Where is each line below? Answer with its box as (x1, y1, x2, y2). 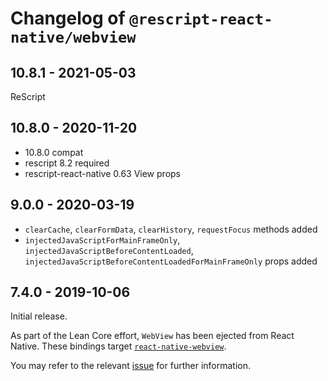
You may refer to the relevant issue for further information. (10, 360, 252, 372)
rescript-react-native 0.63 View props (24, 167, 181, 179)
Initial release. (10, 310, 68, 322)
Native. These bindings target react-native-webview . (10, 340, 227, 352)
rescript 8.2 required (24, 157, 110, 169)
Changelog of (10, 7, 126, 30)
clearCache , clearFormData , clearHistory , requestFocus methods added (24, 223, 318, 235)
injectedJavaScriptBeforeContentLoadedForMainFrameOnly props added (24, 255, 318, 267)
